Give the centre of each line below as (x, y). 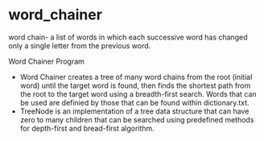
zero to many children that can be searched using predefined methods (137, 119)
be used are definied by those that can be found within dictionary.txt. (134, 102)
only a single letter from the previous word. (80, 45)
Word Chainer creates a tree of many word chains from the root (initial (136, 77)
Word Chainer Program (46, 61)
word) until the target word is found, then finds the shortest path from (135, 85)
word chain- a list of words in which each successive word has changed (128, 37)
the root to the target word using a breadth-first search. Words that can (138, 93)
